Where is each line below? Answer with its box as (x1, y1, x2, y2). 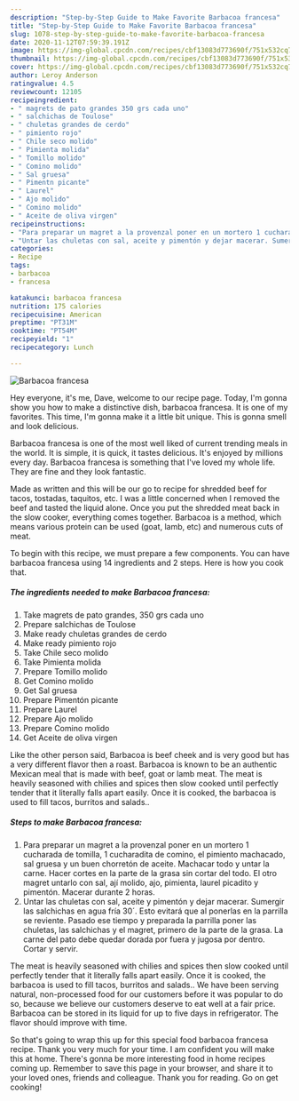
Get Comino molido (22, 675, 94, 686)
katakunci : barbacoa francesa (10, 293, 122, 302)
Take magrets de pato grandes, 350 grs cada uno (22, 610, 205, 620)
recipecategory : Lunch (10, 343, 94, 352)
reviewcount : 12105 (10, 87, 83, 96)
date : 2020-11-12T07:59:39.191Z (10, 37, 130, 47)
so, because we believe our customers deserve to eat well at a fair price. (10, 998, 276, 1009)
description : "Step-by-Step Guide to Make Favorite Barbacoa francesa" (10, 12, 280, 22)
